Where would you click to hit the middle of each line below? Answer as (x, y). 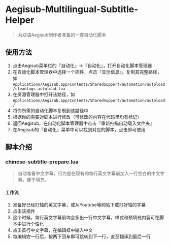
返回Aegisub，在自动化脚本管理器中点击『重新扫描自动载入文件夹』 (83, 123)
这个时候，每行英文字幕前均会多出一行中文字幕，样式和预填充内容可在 (86, 217)
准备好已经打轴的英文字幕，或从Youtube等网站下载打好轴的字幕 (79, 204)
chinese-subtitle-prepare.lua (42, 162)
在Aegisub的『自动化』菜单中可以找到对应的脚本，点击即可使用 (79, 129)
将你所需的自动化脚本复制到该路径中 (50, 111)
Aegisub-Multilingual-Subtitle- (72, 9)
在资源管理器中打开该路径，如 (44, 94)
